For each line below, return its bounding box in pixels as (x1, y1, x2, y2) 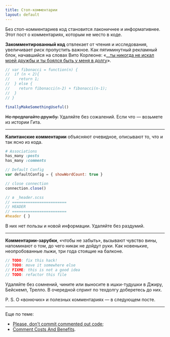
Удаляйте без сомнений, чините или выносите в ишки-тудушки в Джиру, (5, 281, 163, 287)
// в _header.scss (5, 195, 44, 200)
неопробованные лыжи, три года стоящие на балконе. (5, 248, 123, 254)
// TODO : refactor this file (5, 272, 67, 277)
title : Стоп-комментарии (5, 7, 58, 13)
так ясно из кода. (5, 139, 43, 145)
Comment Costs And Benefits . (12, 326, 76, 332)
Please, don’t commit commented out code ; (12, 321, 104, 327)
